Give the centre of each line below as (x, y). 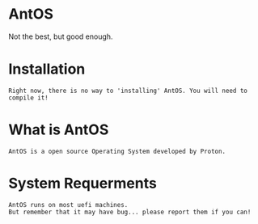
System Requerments (83, 184)
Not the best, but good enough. (61, 36)
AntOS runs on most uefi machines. (68, 205)
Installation (47, 69)
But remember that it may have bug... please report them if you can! (130, 212)
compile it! (28, 98)
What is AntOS (59, 130)
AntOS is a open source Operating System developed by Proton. (117, 151)
